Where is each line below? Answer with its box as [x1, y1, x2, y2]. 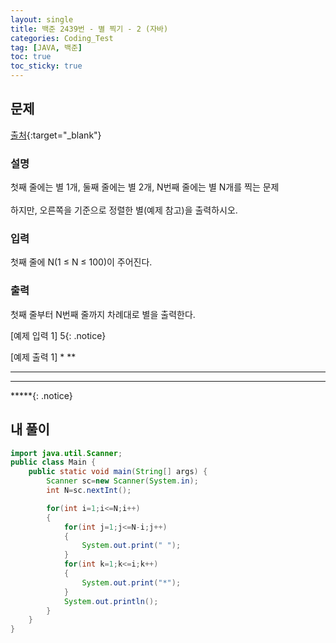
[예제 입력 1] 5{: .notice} [10, 329, 107, 341]
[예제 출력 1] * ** [10, 351, 77, 363]
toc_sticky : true [10, 61, 83, 71]
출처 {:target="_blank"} [10, 129, 102, 141]
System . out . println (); [63, 596, 159, 606]
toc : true [10, 52, 52, 62]
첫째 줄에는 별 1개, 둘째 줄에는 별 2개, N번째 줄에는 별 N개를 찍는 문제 [10, 181, 280, 193]
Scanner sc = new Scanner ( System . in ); [46, 476, 199, 486]
